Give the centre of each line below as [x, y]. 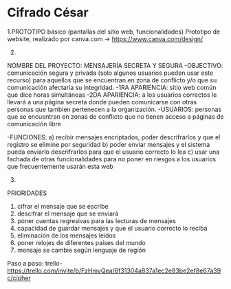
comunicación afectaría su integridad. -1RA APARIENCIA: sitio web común [112, 87]
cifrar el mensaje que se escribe [63, 206]
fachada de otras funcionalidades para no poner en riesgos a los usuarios [112, 159]
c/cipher [19, 278]
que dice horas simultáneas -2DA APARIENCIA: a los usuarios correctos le [112, 95]
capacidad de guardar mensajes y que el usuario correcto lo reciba [112, 228]
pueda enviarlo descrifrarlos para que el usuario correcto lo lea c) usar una [113, 152]
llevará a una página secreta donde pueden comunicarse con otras [102, 102]
